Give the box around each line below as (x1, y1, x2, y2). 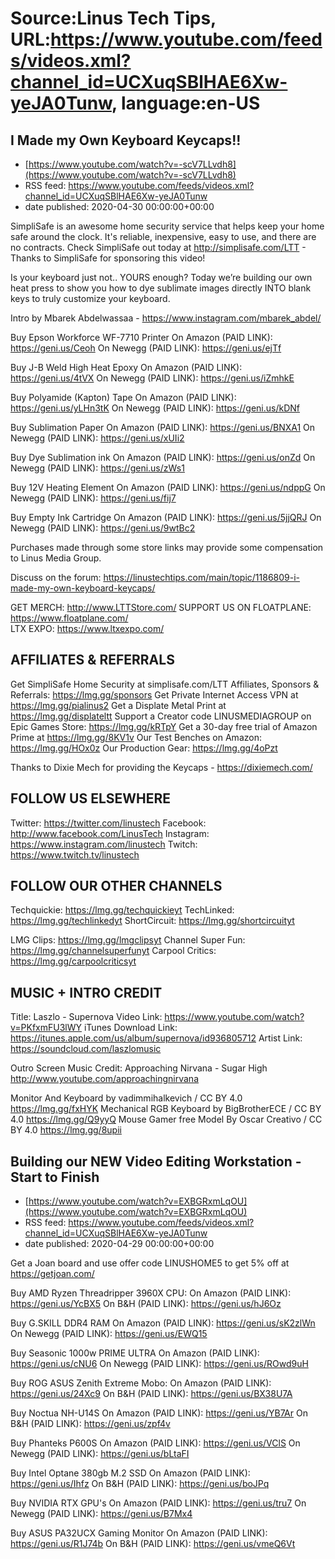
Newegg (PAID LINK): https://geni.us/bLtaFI (10, 1448, 190, 1460)
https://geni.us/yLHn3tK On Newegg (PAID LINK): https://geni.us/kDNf (10, 402, 301, 414)
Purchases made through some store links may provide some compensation (10, 542, 324, 553)
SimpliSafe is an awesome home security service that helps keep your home (10, 220, 325, 232)
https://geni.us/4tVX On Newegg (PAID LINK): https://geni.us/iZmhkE (10, 372, 295, 384)
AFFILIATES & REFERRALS (10, 652, 175, 669)
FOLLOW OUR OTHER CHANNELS (10, 878, 223, 895)
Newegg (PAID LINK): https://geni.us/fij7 (10, 492, 177, 504)
